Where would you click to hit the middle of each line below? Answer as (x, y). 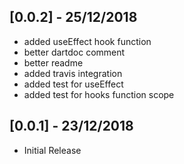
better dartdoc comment (74, 52)
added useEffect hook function (87, 41)
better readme (53, 62)
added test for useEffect (73, 84)
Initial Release (52, 150)
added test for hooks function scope (99, 94)
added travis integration (73, 73)
